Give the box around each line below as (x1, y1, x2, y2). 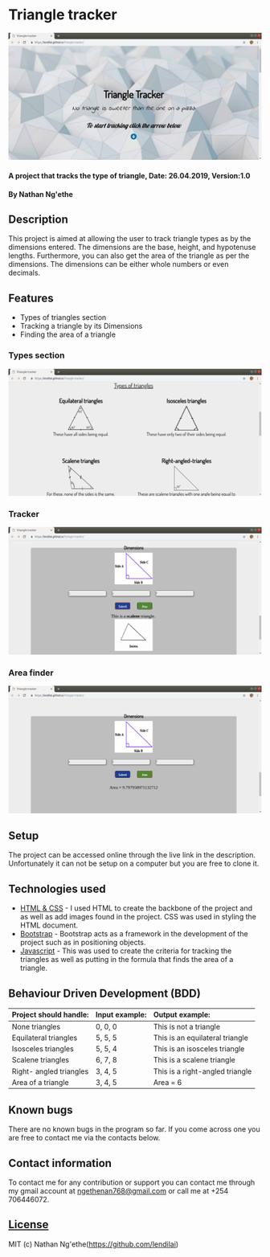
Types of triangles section (19, 313, 107, 322)
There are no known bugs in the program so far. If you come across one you (8, 1124, 261, 1134)
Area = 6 (153, 1077, 182, 1087)
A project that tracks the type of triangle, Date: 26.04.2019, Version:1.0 (8, 171, 251, 180)
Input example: (95, 1010, 147, 1020)
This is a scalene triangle (153, 1055, 235, 1065)
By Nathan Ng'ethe (8, 189, 74, 199)
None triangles (11, 1022, 61, 1031)
